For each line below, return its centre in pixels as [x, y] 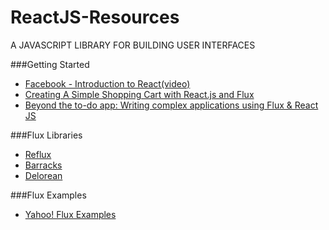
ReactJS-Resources [95, 17]
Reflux [38, 154]
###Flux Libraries [46, 135]
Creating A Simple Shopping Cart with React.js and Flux [139, 94]
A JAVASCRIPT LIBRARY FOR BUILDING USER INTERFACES [133, 45]
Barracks [43, 165]
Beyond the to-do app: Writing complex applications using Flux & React [171, 105]
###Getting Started [50, 64]
